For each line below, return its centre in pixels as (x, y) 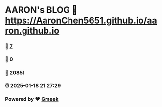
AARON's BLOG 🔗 (41, 10)
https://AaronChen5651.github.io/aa (81, 20)
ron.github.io (32, 31)
